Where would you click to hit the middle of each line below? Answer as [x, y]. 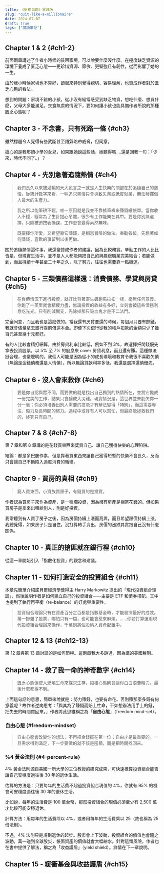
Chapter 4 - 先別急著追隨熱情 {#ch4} [61, 175]
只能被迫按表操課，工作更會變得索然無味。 [68, 222]
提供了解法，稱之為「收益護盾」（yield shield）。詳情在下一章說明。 [85, 847]
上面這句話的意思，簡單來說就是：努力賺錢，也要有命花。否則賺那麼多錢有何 [82, 699]
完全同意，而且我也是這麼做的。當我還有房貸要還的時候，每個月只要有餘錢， [82, 322]
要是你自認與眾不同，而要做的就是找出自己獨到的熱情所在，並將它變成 [88, 392]
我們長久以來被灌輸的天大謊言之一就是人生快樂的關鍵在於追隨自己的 [85, 187]
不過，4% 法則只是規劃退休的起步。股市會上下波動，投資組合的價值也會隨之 [82, 835]
